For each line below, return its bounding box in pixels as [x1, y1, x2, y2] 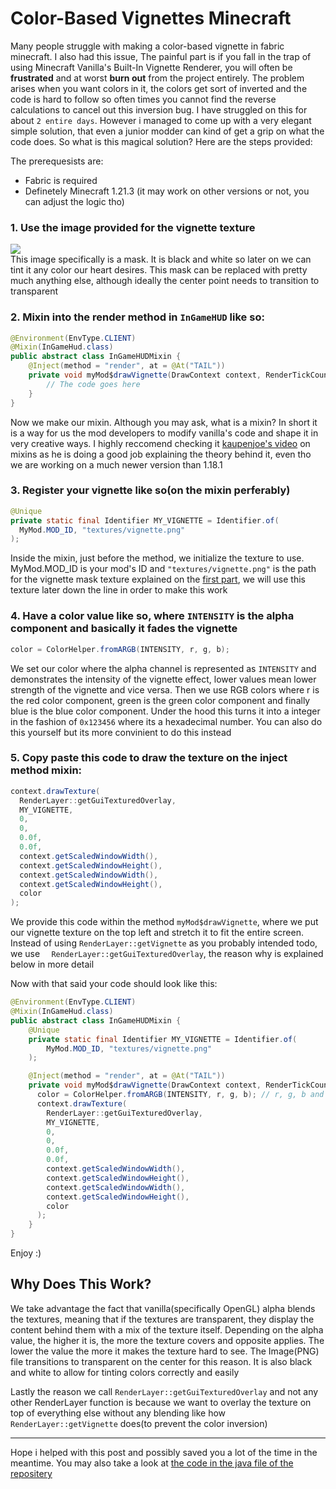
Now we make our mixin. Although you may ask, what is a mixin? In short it [10, 416, 318, 428]
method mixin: [10, 763, 83, 777]
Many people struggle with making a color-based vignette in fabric [10, 40, 285, 52]
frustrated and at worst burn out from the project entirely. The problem [10, 72, 305, 84]
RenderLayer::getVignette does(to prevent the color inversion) [10, 1417, 268, 1429]
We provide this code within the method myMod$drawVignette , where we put [10, 916, 319, 928]
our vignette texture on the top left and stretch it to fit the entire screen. [10, 927, 304, 939]
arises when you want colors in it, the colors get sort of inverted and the [10, 82, 308, 94]
